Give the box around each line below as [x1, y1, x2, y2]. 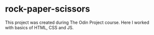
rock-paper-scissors [5, 3, 90, 15]
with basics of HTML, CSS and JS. [5, 24, 74, 30]
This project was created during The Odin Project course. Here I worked [5, 19, 150, 25]
